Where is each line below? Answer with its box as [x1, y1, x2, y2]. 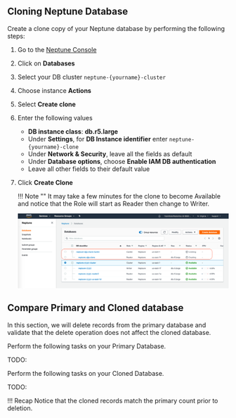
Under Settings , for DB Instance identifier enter [27, 134, 168, 143]
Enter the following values [17, 113, 93, 122]
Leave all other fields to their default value [27, 165, 150, 173]
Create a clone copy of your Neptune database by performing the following [7, 24, 225, 32]
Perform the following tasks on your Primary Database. [7, 341, 166, 350]
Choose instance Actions [17, 86, 91, 94]
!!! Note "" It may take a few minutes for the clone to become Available [17, 191, 221, 200]
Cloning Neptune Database [7, 6, 129, 18]
